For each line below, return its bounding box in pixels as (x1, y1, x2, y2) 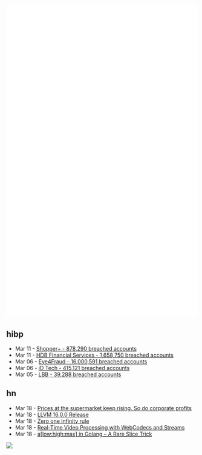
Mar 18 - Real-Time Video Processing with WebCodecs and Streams (15, 423, 185, 431)
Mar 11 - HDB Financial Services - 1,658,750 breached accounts (15, 351, 174, 359)
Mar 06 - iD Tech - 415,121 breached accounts (15, 364, 130, 371)
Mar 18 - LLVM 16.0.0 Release (15, 411, 89, 418)
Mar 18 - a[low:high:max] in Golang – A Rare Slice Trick (15, 430, 152, 437)
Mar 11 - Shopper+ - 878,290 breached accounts (15, 345, 137, 352)
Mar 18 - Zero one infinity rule (15, 417, 90, 425)
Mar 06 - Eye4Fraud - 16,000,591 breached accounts (15, 357, 148, 365)
